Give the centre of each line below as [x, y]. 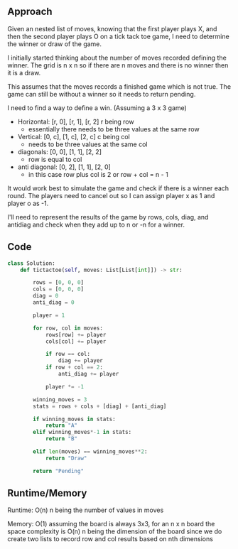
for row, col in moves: [68, 328]
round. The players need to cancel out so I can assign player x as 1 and [111, 195]
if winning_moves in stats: [74, 419]
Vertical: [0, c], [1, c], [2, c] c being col [74, 136]
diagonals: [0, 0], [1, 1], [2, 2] [59, 151]
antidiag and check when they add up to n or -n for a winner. [96, 224]
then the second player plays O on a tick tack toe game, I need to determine [118, 36]
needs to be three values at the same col [88, 144]
